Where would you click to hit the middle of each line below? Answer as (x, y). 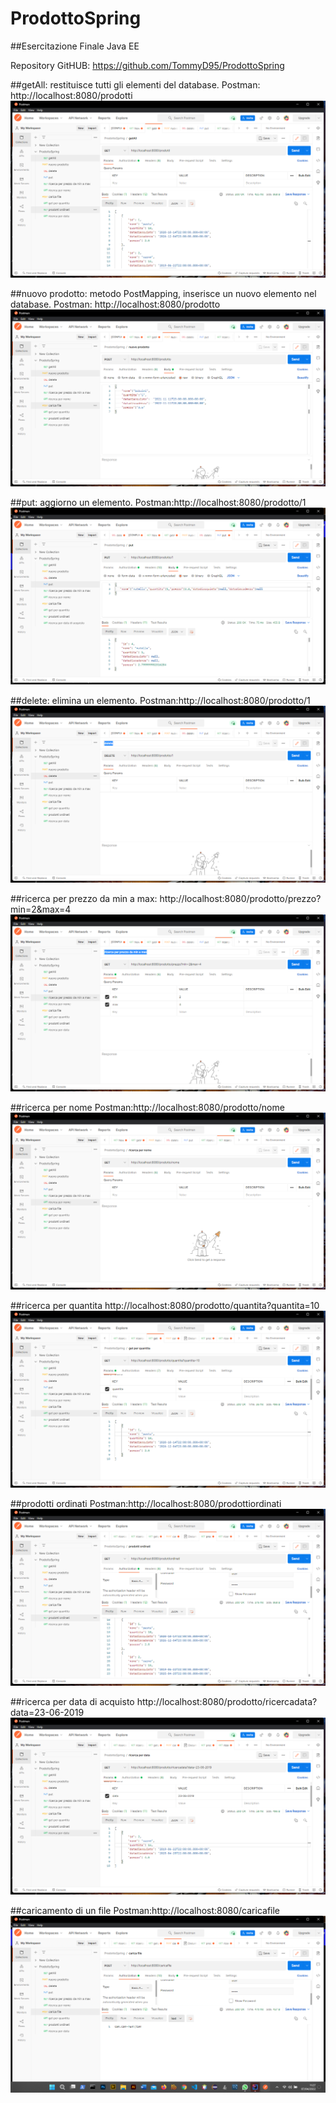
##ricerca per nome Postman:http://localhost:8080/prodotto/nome (147, 1107)
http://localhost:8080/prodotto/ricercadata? (227, 1701)
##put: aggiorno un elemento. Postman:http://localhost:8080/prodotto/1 (158, 502)
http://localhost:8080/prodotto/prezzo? (240, 898)
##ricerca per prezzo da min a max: (84, 898)
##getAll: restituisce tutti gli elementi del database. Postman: (135, 84)
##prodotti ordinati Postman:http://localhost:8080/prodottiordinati (146, 1503)
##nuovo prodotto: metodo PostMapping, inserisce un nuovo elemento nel (163, 293)
